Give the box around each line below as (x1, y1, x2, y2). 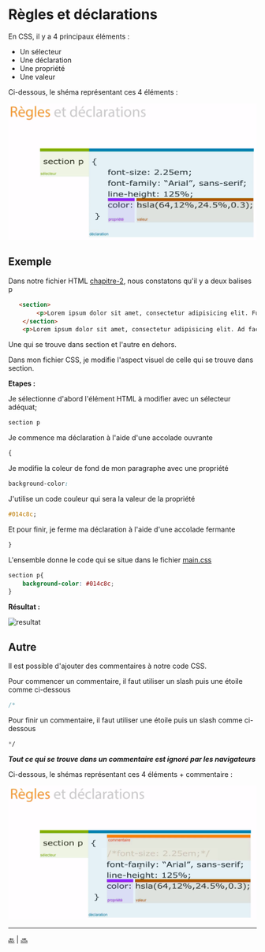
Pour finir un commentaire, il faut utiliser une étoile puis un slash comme (8, 715, 243, 725)
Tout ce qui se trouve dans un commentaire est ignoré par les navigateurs (8, 754, 256, 763)
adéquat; (8, 402, 38, 412)
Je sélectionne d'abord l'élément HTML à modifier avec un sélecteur (8, 394, 231, 404)
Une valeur (19, 72, 56, 81)
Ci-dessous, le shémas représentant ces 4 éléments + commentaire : (8, 769, 233, 778)
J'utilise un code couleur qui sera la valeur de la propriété (8, 494, 196, 503)
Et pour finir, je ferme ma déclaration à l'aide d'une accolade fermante (8, 525, 236, 534)
